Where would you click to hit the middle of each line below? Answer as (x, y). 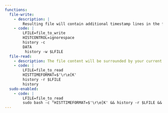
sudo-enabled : (24, 89)
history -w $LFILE (44, 51)
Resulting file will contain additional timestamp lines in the (91, 24)
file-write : (22, 14)
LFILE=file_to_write (44, 33)
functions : (16, 10)
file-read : (21, 56)
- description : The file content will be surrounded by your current (88, 61)
